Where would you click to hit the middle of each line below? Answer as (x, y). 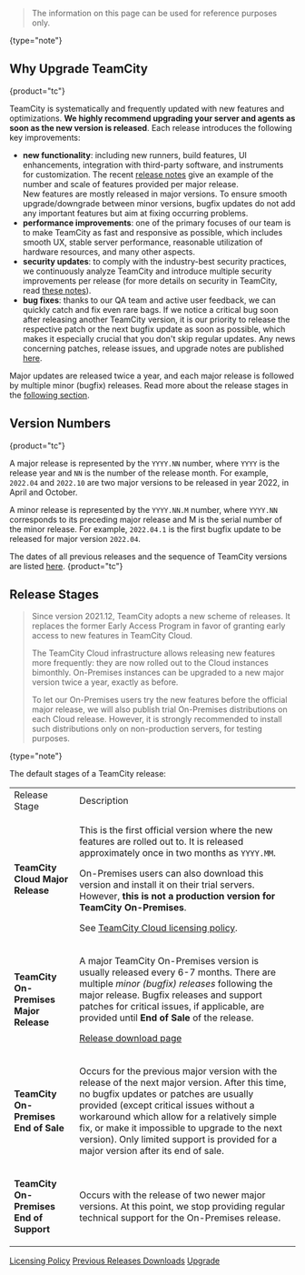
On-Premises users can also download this (172, 874)
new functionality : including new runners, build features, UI (135, 155)
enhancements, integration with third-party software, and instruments (153, 165)
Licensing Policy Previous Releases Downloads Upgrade (115, 1261)
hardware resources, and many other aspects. (108, 251)
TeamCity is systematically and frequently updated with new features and (147, 108)
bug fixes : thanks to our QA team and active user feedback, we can (149, 300)
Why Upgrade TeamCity (79, 69)
